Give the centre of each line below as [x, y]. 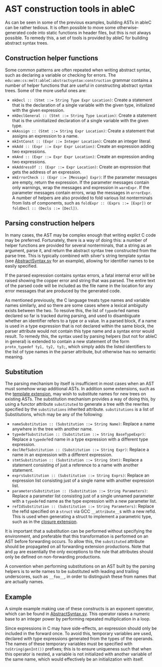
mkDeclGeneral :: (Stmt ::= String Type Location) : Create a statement [84, 115]
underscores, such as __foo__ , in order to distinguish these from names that [81, 577]
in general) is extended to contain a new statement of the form [67, 341]
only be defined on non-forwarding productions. [53, 557]
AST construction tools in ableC [70, 9]
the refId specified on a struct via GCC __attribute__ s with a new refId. [84, 511]
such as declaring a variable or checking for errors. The [60, 75]
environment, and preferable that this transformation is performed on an [77, 536]
